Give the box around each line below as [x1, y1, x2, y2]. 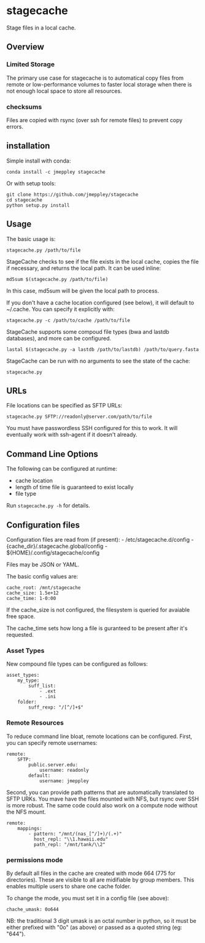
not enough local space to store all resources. [6, 87, 122, 94]
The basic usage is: [6, 235, 56, 242]
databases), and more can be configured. [6, 334, 112, 342]
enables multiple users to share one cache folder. [6, 882, 131, 890]
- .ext [39, 688, 56, 695]
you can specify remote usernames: [6, 739, 98, 746]
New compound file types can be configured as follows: [6, 660, 149, 668]
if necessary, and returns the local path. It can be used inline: [6, 264, 161, 272]
